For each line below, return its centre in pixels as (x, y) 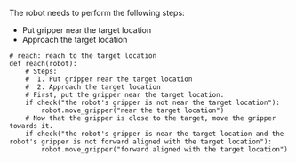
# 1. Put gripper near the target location (109, 79)
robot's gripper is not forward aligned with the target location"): (141, 142)
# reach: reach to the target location (83, 56)
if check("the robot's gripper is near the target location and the (155, 134)
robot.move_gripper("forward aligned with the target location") (165, 150)
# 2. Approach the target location (93, 87)
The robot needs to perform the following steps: (97, 13)
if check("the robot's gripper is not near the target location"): (152, 102)
